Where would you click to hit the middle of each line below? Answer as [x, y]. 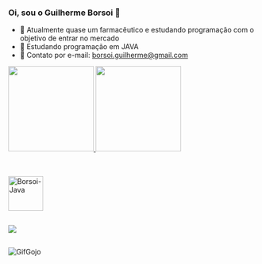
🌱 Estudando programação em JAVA [79, 47]
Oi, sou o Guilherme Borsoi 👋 [64, 13]
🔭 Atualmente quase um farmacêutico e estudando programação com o [137, 30]
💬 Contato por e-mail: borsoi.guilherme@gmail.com [104, 55]
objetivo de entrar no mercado [69, 38]
